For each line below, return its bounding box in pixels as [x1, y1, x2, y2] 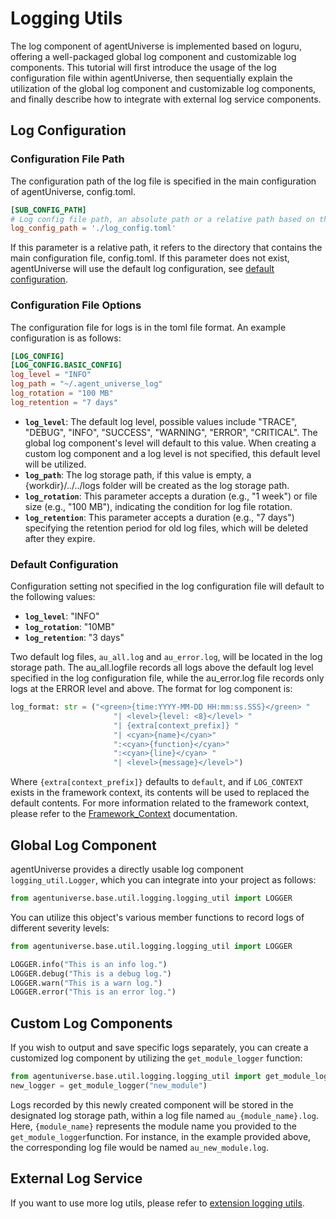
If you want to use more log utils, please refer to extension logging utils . [10, 1197, 305, 1209]
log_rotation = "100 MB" [10, 388, 114, 399]
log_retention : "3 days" [24, 632, 125, 644]
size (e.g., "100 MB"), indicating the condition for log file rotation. [24, 500, 293, 512]
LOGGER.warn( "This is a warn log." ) [10, 978, 163, 988]
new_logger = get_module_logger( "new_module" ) [10, 1080, 208, 1091]
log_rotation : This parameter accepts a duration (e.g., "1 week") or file [24, 490, 318, 502]
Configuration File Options [10, 298, 142, 312]
